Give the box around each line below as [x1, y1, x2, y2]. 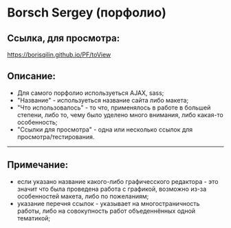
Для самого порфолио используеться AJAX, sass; [16, 88, 164, 97]
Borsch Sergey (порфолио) [7, 5, 166, 21]
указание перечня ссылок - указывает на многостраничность [16, 199, 200, 207]
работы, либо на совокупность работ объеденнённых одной [16, 207, 196, 215]
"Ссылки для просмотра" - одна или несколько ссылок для [16, 125, 193, 134]
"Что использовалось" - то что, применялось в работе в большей [16, 103, 211, 112]
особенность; [16, 118, 58, 126]
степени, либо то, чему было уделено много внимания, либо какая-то [16, 110, 223, 118]
